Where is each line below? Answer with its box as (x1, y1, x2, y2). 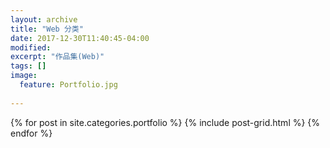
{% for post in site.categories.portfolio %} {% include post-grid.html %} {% (10, 116, 321, 128)
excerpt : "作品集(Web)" (10, 52, 105, 62)
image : (10, 71, 38, 81)
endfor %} (10, 127, 53, 139)
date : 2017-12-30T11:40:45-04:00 (10, 33, 150, 43)
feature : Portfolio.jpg (19, 80, 118, 90)
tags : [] (10, 61, 47, 71)
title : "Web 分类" (10, 24, 84, 34)
